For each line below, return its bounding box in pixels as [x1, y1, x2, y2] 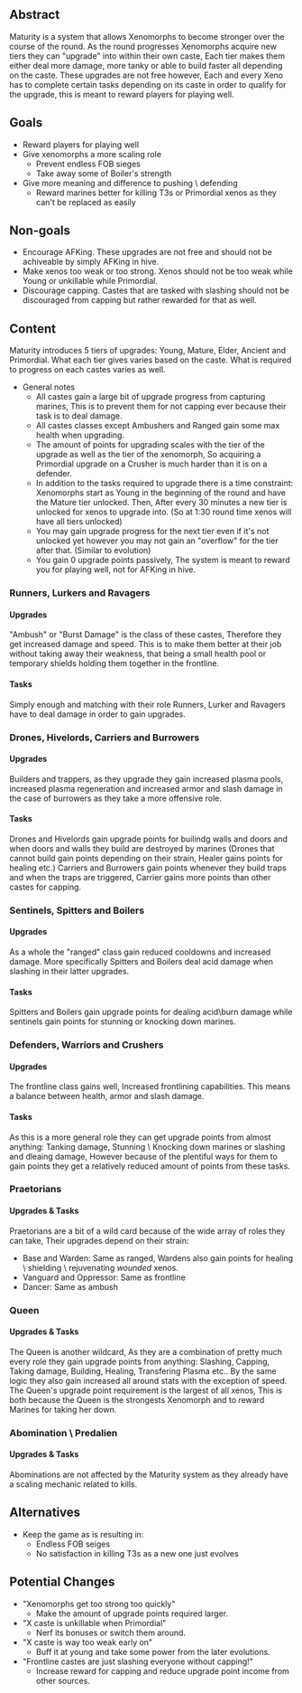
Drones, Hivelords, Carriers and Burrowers [9, 731, 200, 744]
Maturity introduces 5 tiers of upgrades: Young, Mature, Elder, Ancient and [9, 345, 287, 356]
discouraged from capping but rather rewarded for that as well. [22, 295, 257, 306]
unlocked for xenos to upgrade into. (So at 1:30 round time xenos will [35, 506, 292, 518]
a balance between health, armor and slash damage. [9, 1091, 205, 1102]
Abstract [9, 7, 60, 23]
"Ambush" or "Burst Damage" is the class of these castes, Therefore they [9, 629, 282, 640]
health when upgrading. [35, 429, 124, 441]
